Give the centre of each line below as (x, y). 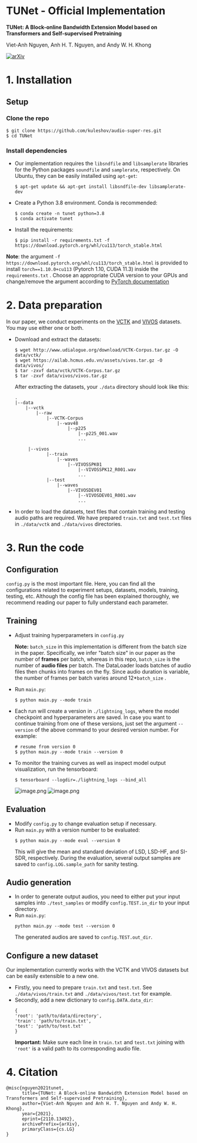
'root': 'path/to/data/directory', (58, 1016)
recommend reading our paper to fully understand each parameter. (87, 602)
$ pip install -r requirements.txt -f (62, 241)
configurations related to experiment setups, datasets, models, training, (93, 590)
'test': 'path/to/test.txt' (49, 1026)
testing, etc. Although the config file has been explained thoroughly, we (93, 597)
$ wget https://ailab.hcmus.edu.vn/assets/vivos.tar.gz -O (89, 360)
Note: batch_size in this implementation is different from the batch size (101, 647)
